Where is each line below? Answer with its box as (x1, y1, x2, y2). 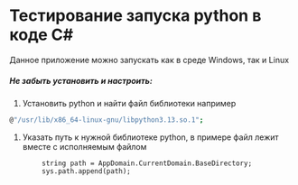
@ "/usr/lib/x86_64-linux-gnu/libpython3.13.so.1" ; (9, 115, 204, 125)
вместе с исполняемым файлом (22, 141, 147, 152)
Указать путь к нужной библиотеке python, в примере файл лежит (22, 132, 279, 143)
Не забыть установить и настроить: (9, 75, 154, 86)
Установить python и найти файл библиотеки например (22, 97, 237, 108)
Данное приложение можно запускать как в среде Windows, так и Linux (9, 54, 290, 65)
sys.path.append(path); (42, 166, 131, 176)
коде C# (9, 24, 74, 45)
